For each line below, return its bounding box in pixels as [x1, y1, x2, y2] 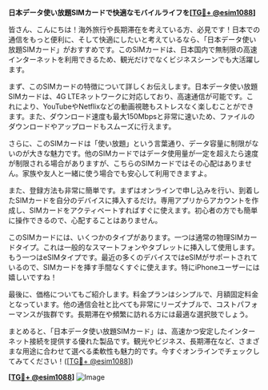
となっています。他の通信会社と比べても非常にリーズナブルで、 [8, 300, 216, 308]
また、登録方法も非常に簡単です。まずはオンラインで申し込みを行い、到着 [8, 185, 254, 195]
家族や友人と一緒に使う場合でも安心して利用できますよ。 [22, 169, 212, 178]
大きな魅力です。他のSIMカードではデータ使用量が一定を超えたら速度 [29, 149, 258, 158]
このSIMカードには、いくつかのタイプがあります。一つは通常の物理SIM [8, 233, 244, 242]
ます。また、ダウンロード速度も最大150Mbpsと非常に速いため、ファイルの [8, 112, 255, 121]
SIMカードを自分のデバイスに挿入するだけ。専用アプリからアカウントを [14, 196, 252, 205]
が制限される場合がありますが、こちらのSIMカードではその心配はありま [8, 159, 246, 168]
